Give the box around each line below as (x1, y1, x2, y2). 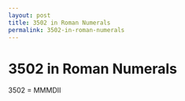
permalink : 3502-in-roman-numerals (8, 26, 125, 34)
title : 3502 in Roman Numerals (8, 19, 111, 27)
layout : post (8, 11, 51, 20)
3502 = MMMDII (8, 85, 61, 95)
